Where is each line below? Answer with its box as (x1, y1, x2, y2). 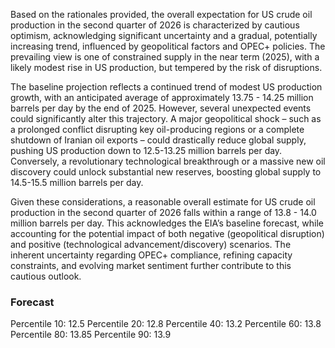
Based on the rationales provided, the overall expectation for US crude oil (10, 9, 313, 20)
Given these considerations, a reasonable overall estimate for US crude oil (10, 196, 316, 208)
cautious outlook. (10, 270, 82, 282)
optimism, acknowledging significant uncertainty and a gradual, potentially (10, 30, 318, 41)
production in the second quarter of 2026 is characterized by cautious (10, 19, 300, 31)
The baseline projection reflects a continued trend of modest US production (10, 81, 323, 93)
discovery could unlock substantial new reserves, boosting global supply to (10, 166, 322, 178)
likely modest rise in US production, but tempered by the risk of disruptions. (10, 62, 323, 73)
